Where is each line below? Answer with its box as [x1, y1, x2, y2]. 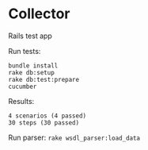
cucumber [8, 83, 37, 90]
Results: [8, 96, 35, 106]
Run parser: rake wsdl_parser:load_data [8, 133, 141, 142]
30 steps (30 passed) [8, 118, 80, 127]
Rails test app [8, 31, 53, 40]
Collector [8, 5, 70, 23]
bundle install [8, 61, 59, 70]
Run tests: [8, 46, 41, 56]
